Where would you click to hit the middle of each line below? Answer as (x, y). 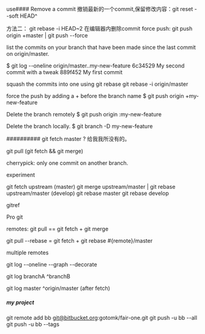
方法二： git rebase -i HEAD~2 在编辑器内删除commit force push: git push (99, 28)
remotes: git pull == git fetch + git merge (58, 229)
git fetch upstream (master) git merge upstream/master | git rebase (91, 187)
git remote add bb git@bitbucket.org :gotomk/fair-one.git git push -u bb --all (102, 317)
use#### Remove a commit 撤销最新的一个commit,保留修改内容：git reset (100, 9)
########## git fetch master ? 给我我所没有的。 (68, 139)
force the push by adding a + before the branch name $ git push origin (95, 96)
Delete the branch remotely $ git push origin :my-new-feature (84, 114)
